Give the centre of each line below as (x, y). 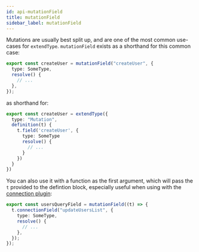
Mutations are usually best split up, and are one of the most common (91, 40)
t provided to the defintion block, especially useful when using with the (94, 187)
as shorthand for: (27, 103)
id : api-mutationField (34, 12)
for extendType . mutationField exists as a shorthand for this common (106, 46)
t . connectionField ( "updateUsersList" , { (62, 210)
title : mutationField (33, 17)
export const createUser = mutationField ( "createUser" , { (80, 63)
